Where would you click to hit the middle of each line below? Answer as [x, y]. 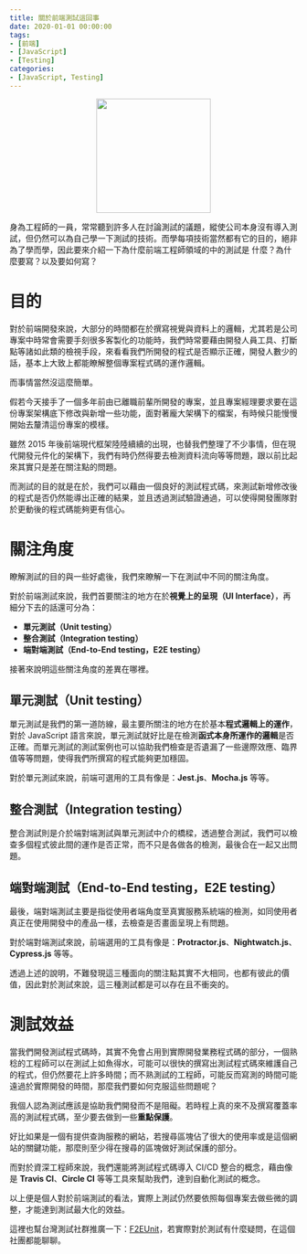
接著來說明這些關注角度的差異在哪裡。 [81, 669]
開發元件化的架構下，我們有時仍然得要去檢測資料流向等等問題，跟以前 [149, 455]
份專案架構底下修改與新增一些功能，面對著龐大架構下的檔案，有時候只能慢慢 [153, 413]
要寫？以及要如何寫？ [57, 260]
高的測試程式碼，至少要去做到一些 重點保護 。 [94, 1117]
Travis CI [37, 1179]
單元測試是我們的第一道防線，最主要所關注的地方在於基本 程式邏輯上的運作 [149, 724]
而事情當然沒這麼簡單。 [53, 382]
